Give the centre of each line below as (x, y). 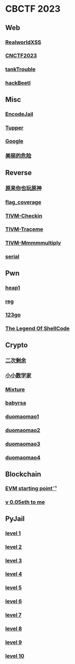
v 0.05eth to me (25, 502)
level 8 (14, 629)
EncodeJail (19, 114)
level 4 (14, 574)
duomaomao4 (23, 457)
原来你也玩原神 (24, 188)
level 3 (14, 560)
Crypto (16, 345)
